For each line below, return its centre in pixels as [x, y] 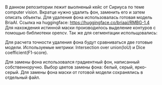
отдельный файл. [22, 77]
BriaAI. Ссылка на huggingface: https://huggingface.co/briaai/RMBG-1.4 [77, 22]
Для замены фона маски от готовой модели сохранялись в [82, 72]
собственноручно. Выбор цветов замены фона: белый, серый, [69, 67]
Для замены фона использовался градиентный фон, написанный [72, 62]
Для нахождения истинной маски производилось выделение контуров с [81, 28]
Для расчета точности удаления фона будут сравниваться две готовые [79, 42]
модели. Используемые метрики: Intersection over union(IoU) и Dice [75, 47]
